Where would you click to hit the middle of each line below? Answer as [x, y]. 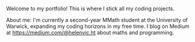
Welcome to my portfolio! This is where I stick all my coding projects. [90, 9]
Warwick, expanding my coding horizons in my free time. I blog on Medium [98, 26]
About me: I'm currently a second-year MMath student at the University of [97, 20]
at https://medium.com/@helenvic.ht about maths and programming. [90, 33]
